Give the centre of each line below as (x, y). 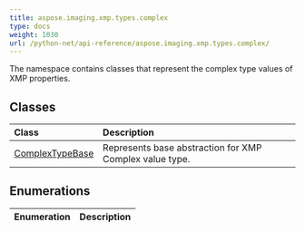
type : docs (30, 26)
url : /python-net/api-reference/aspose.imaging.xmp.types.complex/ (140, 43)
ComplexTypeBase (54, 153)
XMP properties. (40, 79)
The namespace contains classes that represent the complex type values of (151, 69)
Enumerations (50, 191)
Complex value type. (147, 159)
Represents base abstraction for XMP (182, 148)
